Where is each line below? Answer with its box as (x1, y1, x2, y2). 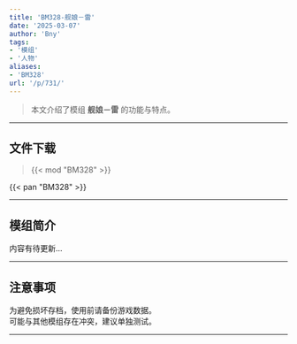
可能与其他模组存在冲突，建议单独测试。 (9, 316, 156, 327)
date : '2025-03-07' (9, 21, 81, 30)
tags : (9, 37, 29, 47)
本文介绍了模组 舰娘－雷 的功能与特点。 (30, 103, 175, 115)
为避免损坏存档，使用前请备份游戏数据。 (9, 305, 156, 316)
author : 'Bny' (9, 29, 62, 38)
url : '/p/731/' (9, 79, 65, 88)
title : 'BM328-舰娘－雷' (9, 12, 95, 22)
